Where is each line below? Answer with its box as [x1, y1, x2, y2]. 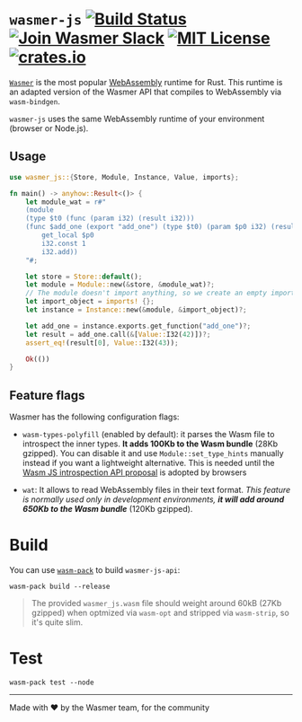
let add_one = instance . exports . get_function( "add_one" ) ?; [25, 321, 252, 330]
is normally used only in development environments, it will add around [22, 494, 285, 505]
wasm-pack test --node [9, 678, 94, 687]
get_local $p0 [41, 231, 94, 240]
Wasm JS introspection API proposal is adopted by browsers [22, 467, 247, 478]
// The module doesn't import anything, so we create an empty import [25, 288, 296, 298]
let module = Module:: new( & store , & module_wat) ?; [25, 280, 216, 289]
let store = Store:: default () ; [25, 272, 143, 281]
